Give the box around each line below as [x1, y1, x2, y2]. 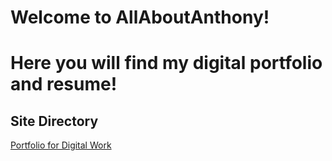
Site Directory [10, 112, 99, 130]
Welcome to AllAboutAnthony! [10, 6, 270, 29]
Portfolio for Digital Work [10, 139, 112, 151]
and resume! [10, 73, 118, 96]
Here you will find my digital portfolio [10, 52, 323, 75]
